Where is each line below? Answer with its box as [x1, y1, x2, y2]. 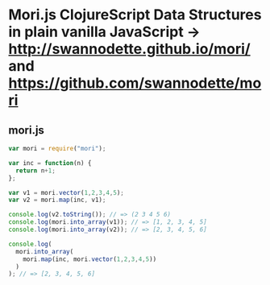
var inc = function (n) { [8, 159, 92, 167]
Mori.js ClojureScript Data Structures [8, 6, 262, 24]
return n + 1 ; [15, 167, 56, 175]
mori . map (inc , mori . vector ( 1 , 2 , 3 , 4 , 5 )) [23, 255, 157, 263]
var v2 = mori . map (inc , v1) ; [8, 196, 106, 204]
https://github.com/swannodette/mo [8, 74, 262, 93]
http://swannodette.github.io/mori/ [8, 40, 251, 58]
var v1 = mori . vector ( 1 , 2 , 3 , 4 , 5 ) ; [8, 188, 125, 196]
